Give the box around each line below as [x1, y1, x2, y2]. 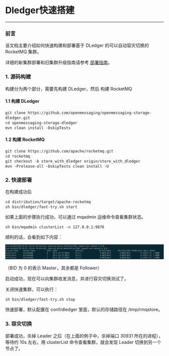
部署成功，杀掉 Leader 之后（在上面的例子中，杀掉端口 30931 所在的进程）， [5, 333, 163, 339]
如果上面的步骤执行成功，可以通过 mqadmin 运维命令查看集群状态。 [5, 214, 146, 220]
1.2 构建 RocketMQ [5, 136, 45, 143]
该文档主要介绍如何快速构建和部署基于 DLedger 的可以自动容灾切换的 [5, 42, 149, 48]
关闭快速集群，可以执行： [5, 287, 58, 293]
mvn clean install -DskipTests [5, 125, 71, 130]
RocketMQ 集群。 [5, 49, 42, 55]
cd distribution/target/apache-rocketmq [5, 199, 92, 204]
